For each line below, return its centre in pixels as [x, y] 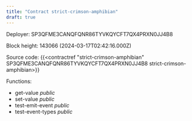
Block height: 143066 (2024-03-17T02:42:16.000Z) [69, 46]
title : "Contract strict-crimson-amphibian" [62, 12]
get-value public [35, 93]
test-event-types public [44, 112]
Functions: [19, 81]
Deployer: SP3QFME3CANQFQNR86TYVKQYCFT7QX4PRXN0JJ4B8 [90, 34]
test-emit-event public [42, 105]
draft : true [21, 17]
